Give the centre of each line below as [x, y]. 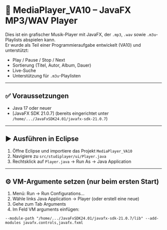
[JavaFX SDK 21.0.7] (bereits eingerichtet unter [60, 113]
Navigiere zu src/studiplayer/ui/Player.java [59, 156]
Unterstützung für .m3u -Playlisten [46, 76]
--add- [152, 219]
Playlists [14, 40]
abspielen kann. [39, 40]
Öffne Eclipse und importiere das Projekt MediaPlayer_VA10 [72, 151]
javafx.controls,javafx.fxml [53, 223]
